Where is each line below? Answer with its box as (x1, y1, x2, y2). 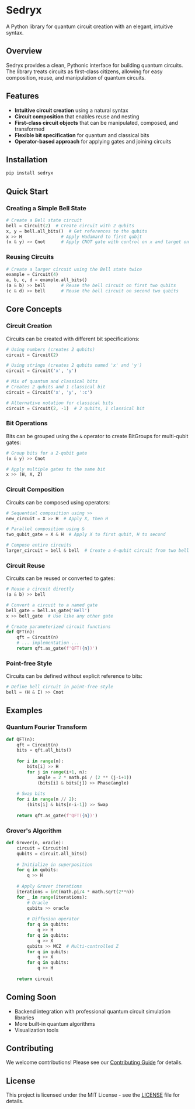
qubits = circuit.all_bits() (16, 851, 88, 857)
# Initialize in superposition (16, 862, 93, 868)
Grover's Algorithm (6, 827, 62, 835)
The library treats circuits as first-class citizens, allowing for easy (6, 68, 163, 75)
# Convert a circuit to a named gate (6, 602, 98, 608)
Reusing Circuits (6, 253, 54, 261)
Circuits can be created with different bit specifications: (6, 335, 140, 342)
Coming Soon (6, 992, 57, 1002)
